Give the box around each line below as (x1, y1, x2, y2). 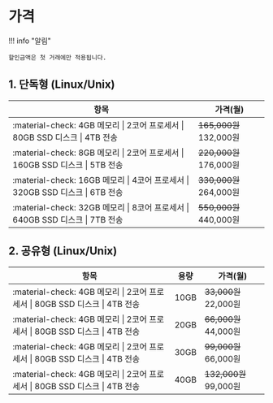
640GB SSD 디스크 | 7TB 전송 (12, 214, 123, 225)
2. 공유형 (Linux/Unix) (8, 245, 118, 258)
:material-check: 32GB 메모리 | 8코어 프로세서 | (12, 201, 189, 213)
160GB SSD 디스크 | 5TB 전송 (12, 159, 123, 171)
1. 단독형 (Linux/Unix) (8, 78, 115, 92)
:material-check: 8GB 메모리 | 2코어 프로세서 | (12, 147, 184, 158)
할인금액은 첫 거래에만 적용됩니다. (8, 54, 107, 62)
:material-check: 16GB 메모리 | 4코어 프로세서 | (12, 174, 189, 185)
